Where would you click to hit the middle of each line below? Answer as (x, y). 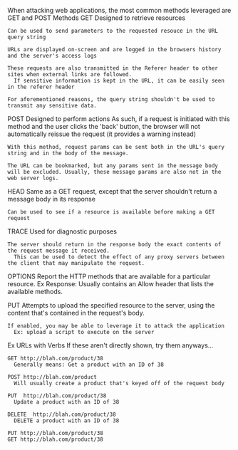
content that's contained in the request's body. (76, 313)
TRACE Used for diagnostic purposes (62, 231)
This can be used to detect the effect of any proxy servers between (119, 257)
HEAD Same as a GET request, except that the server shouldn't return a (112, 191)
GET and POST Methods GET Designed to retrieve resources (97, 18)
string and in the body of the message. (68, 153)
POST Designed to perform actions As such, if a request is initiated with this (119, 119)
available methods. (35, 292)
